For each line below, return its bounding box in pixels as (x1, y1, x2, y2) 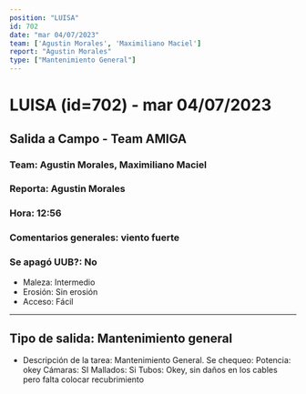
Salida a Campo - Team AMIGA (9, 131, 188, 146)
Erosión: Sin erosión (22, 286, 98, 297)
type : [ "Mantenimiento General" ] (9, 56, 137, 65)
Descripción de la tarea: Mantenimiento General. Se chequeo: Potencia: (22, 355, 291, 366)
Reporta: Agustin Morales (9, 183, 126, 196)
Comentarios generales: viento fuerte (9, 231, 180, 244)
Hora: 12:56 (9, 207, 62, 219)
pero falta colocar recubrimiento (22, 374, 144, 385)
